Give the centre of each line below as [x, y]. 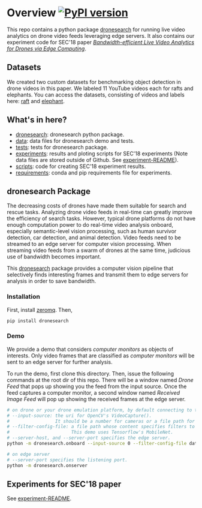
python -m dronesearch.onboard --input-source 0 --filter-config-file [97, 444]
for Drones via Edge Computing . [46, 49]
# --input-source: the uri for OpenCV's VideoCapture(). [79, 416]
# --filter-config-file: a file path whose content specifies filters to [101, 427]
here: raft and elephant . [36, 101]
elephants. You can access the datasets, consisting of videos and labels [96, 94]
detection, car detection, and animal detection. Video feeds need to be [94, 238]
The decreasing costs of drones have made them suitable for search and [97, 206]
